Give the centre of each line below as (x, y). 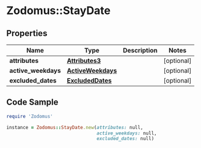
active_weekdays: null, (127, 133)
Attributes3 (84, 61)
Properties (27, 33)
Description (140, 50)
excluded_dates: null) (126, 139)
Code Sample (32, 102)
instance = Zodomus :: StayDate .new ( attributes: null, (75, 127)
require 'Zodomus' (30, 116)
